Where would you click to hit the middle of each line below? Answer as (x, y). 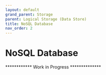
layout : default (22, 10)
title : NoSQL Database (29, 24)
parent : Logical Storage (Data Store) (46, 19)
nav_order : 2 (19, 28)
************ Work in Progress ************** (53, 67)
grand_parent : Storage (29, 14)
